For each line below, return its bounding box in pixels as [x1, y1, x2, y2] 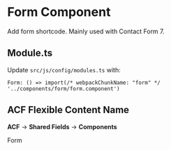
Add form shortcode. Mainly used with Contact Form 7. [7, 27, 165, 35]
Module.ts [7, 47, 53, 59]
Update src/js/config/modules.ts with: [7, 65, 121, 74]
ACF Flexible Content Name [7, 104, 130, 116]
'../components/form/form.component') [7, 85, 120, 92]
